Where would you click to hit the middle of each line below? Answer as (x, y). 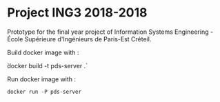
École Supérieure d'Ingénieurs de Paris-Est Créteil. (79, 39)
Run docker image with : (42, 79)
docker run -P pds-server (44, 92)
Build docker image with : (43, 52)
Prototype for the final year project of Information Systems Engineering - (110, 32)
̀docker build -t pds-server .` (48, 65)
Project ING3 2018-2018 (77, 13)
